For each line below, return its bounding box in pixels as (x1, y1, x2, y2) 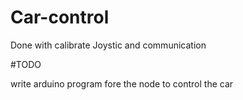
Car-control (10, 6, 110, 29)
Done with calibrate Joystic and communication (10, 39, 207, 51)
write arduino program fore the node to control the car (10, 77, 234, 90)
